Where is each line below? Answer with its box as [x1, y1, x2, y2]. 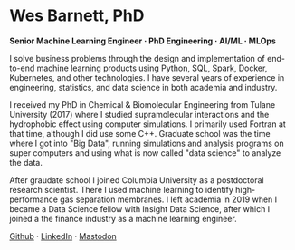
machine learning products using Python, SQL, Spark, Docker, [36, 62, 268, 73]
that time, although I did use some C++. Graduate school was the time [9, 128, 271, 139]
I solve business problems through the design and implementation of [9, 53, 265, 63]
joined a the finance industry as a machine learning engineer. [9, 213, 237, 224]
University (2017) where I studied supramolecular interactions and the [9, 109, 270, 120]
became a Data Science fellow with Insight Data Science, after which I [9, 203, 271, 214]
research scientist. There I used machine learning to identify [9, 184, 233, 195]
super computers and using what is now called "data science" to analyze [9, 147, 281, 159]
